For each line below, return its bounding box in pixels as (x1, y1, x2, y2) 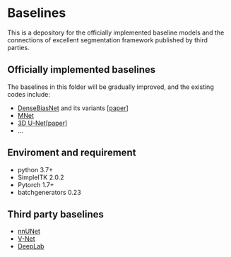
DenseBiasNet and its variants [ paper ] (17, 104, 129, 112)
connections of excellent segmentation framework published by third (7, 35, 208, 44)
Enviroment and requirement (7, 147, 136, 159)
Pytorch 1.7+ (17, 180, 54, 189)
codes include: (7, 90, 51, 98)
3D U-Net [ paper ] (17, 119, 68, 127)
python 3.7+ (17, 165, 53, 174)
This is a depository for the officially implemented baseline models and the (7, 28, 225, 37)
